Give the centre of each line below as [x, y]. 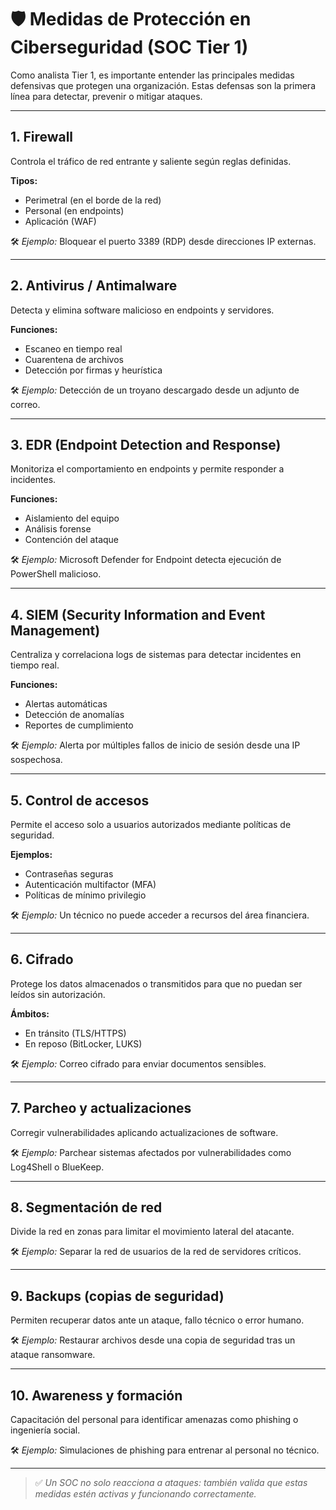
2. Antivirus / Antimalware [94, 286]
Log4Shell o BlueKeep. [57, 1167]
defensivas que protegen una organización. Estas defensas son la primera [163, 85]
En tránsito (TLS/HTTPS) [75, 1033]
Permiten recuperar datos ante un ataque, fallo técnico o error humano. [157, 1320]
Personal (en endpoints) [74, 210]
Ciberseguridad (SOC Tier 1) [129, 47]
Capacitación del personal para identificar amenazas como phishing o [154, 1420]
